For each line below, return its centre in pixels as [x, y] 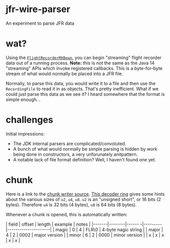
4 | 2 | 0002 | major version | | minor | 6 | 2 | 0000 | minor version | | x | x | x [85, 235]
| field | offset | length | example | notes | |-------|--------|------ [72, 224]
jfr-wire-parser [38, 9]
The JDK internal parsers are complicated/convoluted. [70, 143]
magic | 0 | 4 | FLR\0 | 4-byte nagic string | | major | [109, 229]
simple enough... [23, 99]
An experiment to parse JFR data [40, 23]
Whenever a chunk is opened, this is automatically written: [67, 214]
